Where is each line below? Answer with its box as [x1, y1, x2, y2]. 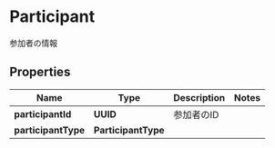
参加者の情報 [9, 37, 57, 48]
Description [173, 91, 226, 104]
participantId [14, 107, 72, 120]
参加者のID [173, 108, 219, 121]
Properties [9, 64, 71, 80]
